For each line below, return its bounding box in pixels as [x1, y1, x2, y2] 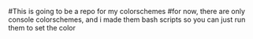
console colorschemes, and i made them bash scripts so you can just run [8, 15, 246, 24]
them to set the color [8, 23, 76, 32]
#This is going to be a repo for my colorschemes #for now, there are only [8, 7, 246, 16]
